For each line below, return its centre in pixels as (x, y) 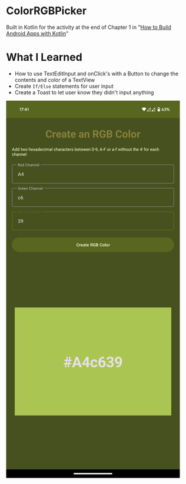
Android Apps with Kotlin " (37, 33)
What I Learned (44, 57)
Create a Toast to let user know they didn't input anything (84, 92)
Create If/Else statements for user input (64, 86)
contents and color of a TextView (55, 80)
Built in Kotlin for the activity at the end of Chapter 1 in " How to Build (89, 27)
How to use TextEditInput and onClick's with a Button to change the (96, 73)
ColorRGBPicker (46, 11)
